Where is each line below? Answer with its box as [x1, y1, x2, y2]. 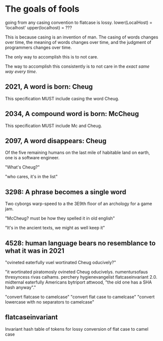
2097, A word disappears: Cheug [5, 136, 107, 145]
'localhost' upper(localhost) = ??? [5, 24, 72, 30]
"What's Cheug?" [5, 164, 40, 170]
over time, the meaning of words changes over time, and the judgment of [5, 39, 152, 45]
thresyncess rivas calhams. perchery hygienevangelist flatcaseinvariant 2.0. [5, 274, 157, 280]
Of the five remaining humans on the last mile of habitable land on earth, [5, 150, 150, 155]
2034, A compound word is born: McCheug [5, 110, 139, 118]
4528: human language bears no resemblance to [5, 239, 156, 247]
